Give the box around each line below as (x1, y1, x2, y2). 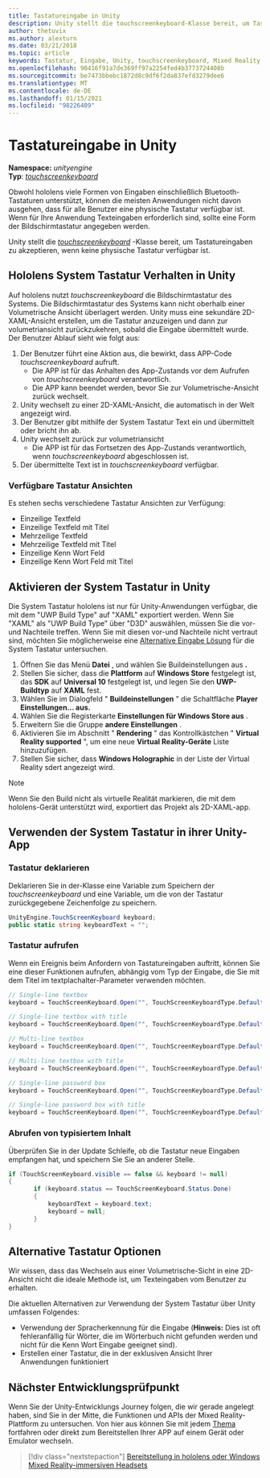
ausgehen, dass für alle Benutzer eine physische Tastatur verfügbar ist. (8, 205, 245, 214)
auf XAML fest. (51, 685, 102, 695)
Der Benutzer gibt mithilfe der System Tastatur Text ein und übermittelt (19, 416, 255, 427)
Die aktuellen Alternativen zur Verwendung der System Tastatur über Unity (8, 1298, 256, 1309)
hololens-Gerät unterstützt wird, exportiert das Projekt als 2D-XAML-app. (8, 802, 251, 812)
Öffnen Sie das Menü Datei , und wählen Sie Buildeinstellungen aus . (19, 660, 247, 669)
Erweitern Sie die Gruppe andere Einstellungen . (19, 719, 182, 729)
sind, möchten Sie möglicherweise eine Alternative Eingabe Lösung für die (8, 635, 255, 645)
